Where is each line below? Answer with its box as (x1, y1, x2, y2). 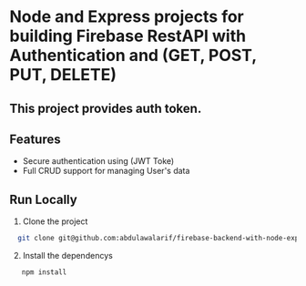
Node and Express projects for (9, 6, 244, 27)
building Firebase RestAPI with (9, 26, 247, 46)
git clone (17, 234, 55, 243)
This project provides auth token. (9, 100, 202, 116)
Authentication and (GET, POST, (9, 46, 257, 66)
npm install (21, 268, 67, 277)
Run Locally (9, 191, 77, 207)
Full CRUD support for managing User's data (22, 166, 190, 177)
